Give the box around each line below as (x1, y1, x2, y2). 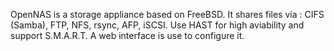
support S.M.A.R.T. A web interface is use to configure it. (10, 30, 245, 41)
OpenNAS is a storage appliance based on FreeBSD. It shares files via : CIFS (10, 9, 325, 20)
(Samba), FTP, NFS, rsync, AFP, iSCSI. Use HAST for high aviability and (10, 19, 305, 31)
